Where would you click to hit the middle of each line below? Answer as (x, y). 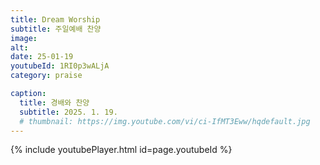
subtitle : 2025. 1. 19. (68, 112)
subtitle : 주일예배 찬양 (56, 29)
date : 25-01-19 (42, 57)
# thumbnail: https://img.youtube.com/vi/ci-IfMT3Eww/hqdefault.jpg (165, 121)
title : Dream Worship (55, 19)
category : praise (46, 76)
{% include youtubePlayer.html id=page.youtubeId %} (121, 150)
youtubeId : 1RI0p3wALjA (60, 66)
